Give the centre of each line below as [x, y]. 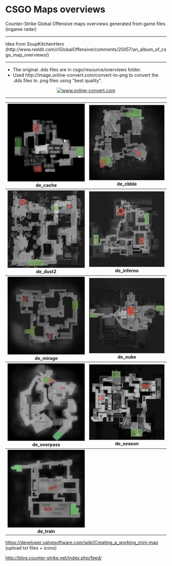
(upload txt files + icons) [31, 548]
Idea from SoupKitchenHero [35, 44]
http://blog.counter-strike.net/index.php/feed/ [54, 558]
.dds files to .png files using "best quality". [57, 80]
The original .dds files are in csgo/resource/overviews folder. [77, 69]
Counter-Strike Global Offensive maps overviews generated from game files [85, 24]
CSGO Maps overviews [56, 10]
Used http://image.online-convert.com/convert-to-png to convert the [85, 75]
